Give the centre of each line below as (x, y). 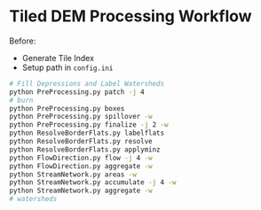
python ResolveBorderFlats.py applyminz (85, 149)
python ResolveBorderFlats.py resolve (81, 142)
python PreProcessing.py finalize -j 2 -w (89, 125)
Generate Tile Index (58, 58)
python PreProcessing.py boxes (67, 108)
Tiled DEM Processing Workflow (130, 16)
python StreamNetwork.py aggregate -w (81, 191)
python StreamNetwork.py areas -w (73, 175)
